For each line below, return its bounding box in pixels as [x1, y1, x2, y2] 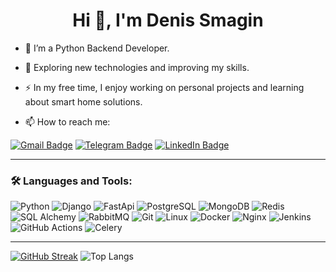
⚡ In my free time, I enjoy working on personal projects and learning [24, 81, 305, 93]
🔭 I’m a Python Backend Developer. [24, 42, 170, 54]
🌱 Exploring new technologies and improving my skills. [24, 61, 250, 73]
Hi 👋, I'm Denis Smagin [72, 9, 264, 32]
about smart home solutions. [24, 95, 143, 108]
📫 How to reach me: [24, 115, 111, 128]
